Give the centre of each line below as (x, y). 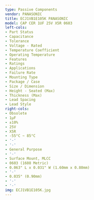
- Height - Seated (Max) (30, 91)
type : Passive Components (31, 9)
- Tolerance (17, 41)
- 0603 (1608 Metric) (27, 163)
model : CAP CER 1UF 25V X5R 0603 (39, 23)
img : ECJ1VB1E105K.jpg (28, 190)
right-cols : (17, 109)
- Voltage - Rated (23, 46)
